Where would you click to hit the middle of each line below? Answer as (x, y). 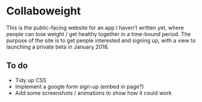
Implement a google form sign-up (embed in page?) (79, 86)
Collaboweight (44, 11)
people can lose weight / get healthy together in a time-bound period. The (99, 34)
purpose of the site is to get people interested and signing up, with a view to (101, 40)
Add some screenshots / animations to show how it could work (93, 93)
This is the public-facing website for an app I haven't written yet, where (95, 28)
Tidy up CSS (31, 80)
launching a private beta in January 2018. (58, 47)
